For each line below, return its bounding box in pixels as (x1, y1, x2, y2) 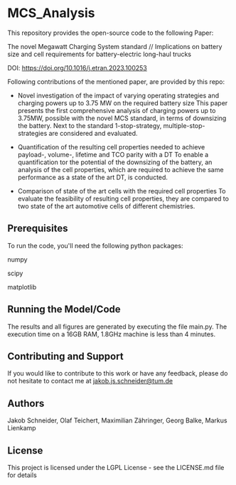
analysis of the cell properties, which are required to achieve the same (17, 165, 224, 174)
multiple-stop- (163, 121, 205, 129)
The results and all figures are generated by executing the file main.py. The (7, 322, 227, 331)
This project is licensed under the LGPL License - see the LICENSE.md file (7, 464, 225, 471)
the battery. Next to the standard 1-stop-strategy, (17, 121, 162, 129)
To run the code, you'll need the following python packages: (7, 241, 183, 250)
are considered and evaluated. (48, 129, 138, 137)
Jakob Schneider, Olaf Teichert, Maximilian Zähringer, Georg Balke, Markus (7, 416, 227, 425)
